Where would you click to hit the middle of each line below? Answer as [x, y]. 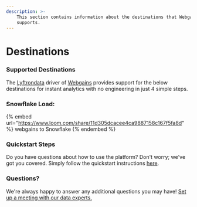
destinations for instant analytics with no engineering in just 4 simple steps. [97, 89]
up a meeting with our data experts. [49, 198]
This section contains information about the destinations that [97, 17]
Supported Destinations [41, 70]
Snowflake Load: [30, 104]
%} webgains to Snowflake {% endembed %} [61, 129]
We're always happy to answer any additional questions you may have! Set [96, 191]
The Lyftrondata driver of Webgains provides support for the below [87, 82]
